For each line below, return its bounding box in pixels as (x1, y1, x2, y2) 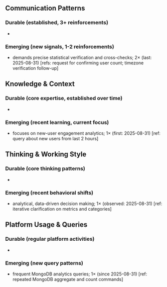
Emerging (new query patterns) (5, 259, 84, 266)
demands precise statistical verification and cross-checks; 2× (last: (12, 54, 152, 60)
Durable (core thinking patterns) (5, 165, 85, 172)
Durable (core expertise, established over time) (5, 95, 123, 102)
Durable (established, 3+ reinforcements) (5, 19, 109, 26)
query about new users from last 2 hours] (12, 135, 99, 141)
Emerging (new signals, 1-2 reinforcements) (5, 43, 114, 50)
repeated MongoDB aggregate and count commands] (12, 276, 123, 282)
